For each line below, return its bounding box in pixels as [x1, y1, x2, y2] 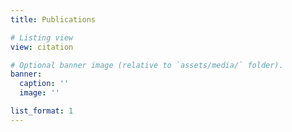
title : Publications [10, 14, 97, 25]
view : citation [10, 42, 74, 52]
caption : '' [19, 79, 70, 89]
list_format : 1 [10, 106, 74, 116]
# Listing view [10, 32, 74, 43]
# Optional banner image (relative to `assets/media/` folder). [10, 60, 284, 70]
